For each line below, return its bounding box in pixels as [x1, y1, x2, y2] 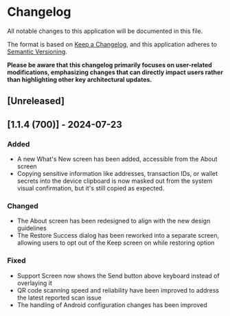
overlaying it [16, 279, 53, 287]
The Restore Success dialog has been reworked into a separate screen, [16, 232, 220, 240]
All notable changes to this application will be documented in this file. [7, 27, 203, 35]
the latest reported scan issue [16, 293, 102, 302]
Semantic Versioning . [7, 47, 67, 56]
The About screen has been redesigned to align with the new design [16, 217, 211, 225]
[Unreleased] [7, 95, 65, 107]
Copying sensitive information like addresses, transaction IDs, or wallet [16, 170, 218, 178]
